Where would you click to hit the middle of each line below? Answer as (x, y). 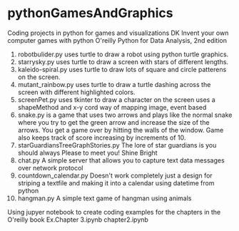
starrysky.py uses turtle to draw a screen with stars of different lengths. (123, 61)
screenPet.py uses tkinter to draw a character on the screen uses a (116, 99)
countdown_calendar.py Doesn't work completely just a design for (115, 175)
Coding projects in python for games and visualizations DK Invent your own (118, 33)
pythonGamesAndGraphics (90, 13)
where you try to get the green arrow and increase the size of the (113, 122)
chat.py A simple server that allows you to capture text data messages (121, 160)
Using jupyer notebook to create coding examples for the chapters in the (114, 212)
